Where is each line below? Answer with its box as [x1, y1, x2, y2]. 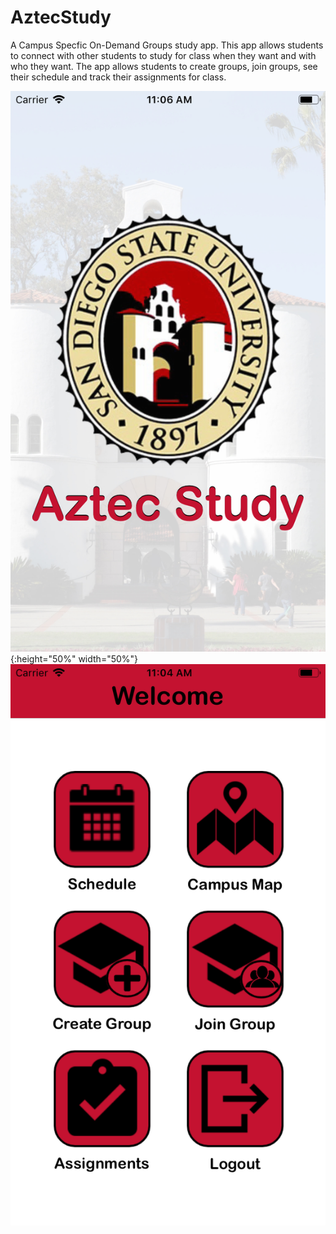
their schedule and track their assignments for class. [10, 71, 227, 83]
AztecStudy [10, 6, 112, 29]
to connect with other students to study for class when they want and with [10, 49, 317, 61]
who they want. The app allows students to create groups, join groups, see [10, 60, 318, 72]
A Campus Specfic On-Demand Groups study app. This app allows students [10, 39, 324, 51]
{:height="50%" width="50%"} [10, 653, 139, 665]
